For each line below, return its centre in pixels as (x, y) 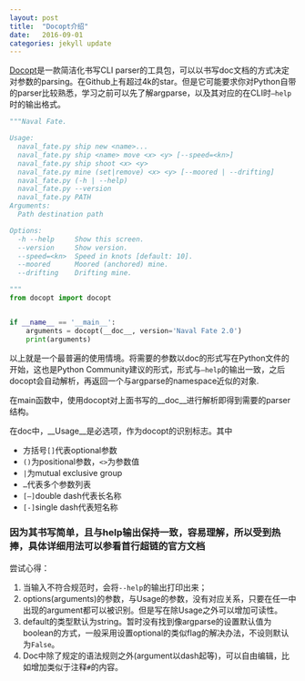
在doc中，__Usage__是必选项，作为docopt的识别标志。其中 (121, 431)
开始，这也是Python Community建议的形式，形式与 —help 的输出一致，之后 (147, 369)
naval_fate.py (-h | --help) (73, 180)
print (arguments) (59, 339)
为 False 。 (41, 644)
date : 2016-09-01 (46, 35)
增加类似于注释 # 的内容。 (76, 666)
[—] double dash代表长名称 (72, 495)
